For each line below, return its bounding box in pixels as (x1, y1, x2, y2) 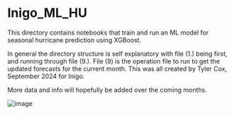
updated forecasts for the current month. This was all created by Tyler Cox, (7, 64, 228, 73)
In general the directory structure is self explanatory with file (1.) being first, (7, 49, 228, 58)
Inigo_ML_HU (7, 5, 87, 21)
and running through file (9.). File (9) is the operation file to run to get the (7, 56, 221, 65)
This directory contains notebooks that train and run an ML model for (7, 28, 209, 37)
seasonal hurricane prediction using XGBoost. (7, 35, 142, 44)
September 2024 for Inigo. (7, 72, 85, 80)
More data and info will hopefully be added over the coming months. (7, 85, 208, 94)
